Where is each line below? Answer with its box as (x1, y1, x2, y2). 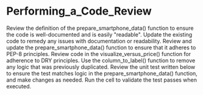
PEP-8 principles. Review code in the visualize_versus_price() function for (6, 50, 191, 57)
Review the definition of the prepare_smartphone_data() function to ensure (6, 24, 194, 32)
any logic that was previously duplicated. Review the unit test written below (6, 63, 196, 71)
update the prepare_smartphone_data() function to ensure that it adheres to (6, 44, 196, 51)
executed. (6, 82, 32, 90)
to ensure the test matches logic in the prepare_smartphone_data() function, (6, 69, 198, 77)
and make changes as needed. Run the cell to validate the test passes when (6, 76, 197, 83)
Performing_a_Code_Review (6, 4, 152, 18)
